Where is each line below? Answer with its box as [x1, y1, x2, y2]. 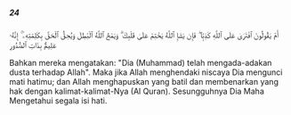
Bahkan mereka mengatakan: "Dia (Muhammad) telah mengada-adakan [9, 57, 272, 68]
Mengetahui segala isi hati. [9, 94, 108, 106]
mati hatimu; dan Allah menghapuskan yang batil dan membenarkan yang [9, 76, 279, 86]
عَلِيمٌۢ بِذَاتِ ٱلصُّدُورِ [9, 39, 57, 50]
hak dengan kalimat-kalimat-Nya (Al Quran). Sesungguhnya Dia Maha [9, 86, 265, 96]
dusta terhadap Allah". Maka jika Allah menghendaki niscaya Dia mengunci [9, 67, 283, 78]
